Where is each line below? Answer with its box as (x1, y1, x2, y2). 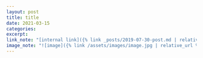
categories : (6, 25, 36, 32)
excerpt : (6, 31, 28, 37)
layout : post (6, 8, 39, 15)
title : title (6, 14, 39, 21)
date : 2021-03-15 (6, 20, 50, 26)
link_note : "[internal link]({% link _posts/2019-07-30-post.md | (6, 37, 177, 43)
